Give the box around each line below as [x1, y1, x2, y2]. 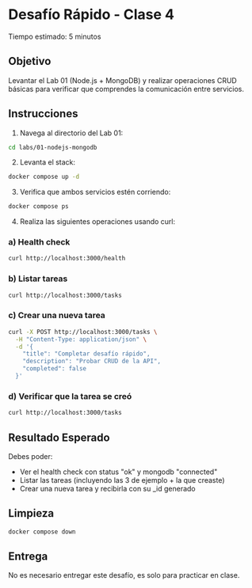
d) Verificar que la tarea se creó [8, 390, 132, 401]
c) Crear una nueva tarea [8, 310, 105, 321]
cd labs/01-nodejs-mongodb [8, 143, 97, 151]
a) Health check [8, 237, 71, 248]
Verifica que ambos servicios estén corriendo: [19, 188, 171, 197]
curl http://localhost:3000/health [8, 255, 126, 263]
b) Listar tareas [8, 273, 68, 284]
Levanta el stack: [19, 157, 76, 167]
